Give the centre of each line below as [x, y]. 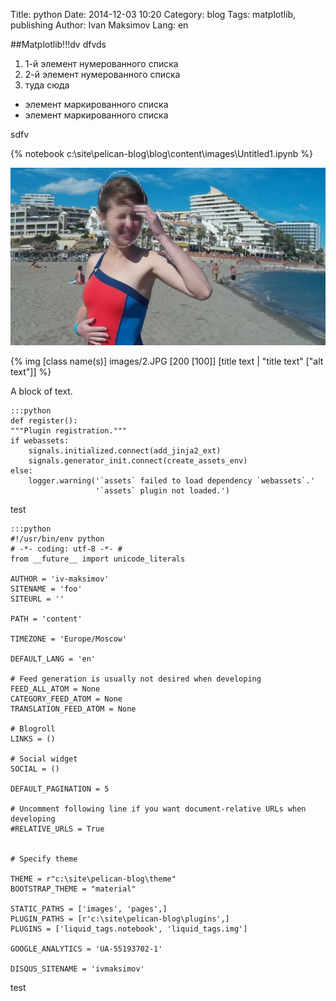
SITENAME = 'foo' [46, 589]
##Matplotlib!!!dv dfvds [58, 44]
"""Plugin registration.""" [69, 430]
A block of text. [41, 391]
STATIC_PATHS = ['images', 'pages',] [89, 909]
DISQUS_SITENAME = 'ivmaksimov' [77, 969]
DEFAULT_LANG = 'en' [53, 659]
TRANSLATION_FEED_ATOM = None [73, 709]
